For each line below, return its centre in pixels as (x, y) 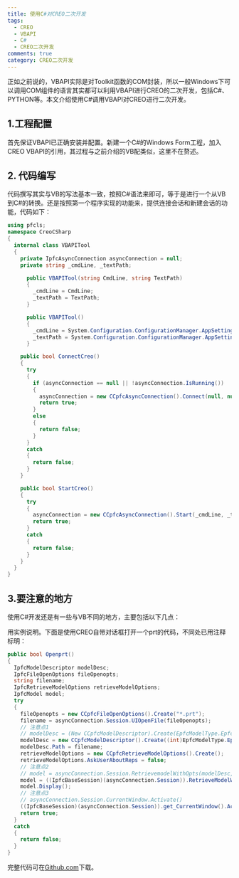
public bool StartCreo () (57, 488)
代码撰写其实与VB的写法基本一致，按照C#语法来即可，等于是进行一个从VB (117, 194)
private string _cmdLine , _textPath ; (76, 265)
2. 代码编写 (32, 175)
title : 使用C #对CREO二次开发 (47, 14)
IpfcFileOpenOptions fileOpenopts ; (67, 674)
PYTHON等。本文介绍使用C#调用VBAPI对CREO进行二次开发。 (99, 99)
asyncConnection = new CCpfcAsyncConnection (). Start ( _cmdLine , (128, 515)
